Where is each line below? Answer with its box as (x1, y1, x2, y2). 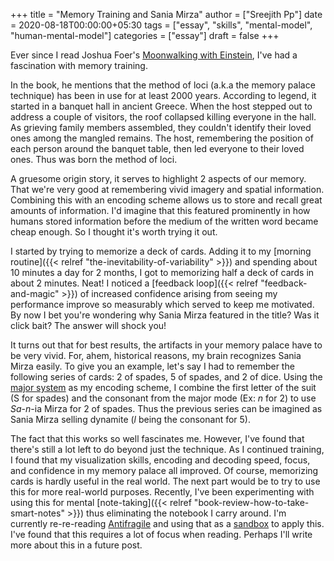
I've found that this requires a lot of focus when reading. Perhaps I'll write (10, 529, 313, 540)
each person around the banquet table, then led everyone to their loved (10, 143, 305, 154)
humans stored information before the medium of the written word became (10, 215, 319, 227)
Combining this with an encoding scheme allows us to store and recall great (10, 194, 323, 206)
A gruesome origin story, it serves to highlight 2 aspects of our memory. (10, 173, 307, 184)
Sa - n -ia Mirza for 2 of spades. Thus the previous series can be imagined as (10, 403, 323, 414)
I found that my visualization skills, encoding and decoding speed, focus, (10, 454, 311, 466)
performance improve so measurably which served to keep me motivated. (10, 299, 315, 310)
